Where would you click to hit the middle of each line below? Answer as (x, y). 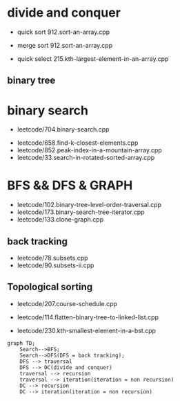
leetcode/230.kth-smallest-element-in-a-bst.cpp (87, 330)
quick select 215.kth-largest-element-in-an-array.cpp (93, 59)
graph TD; (21, 343)
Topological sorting (50, 287)
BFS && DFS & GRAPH (70, 186)
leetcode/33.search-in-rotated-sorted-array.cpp (86, 158)
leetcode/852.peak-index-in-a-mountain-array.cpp (89, 150)
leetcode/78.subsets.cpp (52, 258)
